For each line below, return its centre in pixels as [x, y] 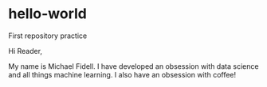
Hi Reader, [25, 51]
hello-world [48, 14]
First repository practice [48, 36]
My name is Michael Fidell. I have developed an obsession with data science [133, 66]
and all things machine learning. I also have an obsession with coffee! [122, 74]
